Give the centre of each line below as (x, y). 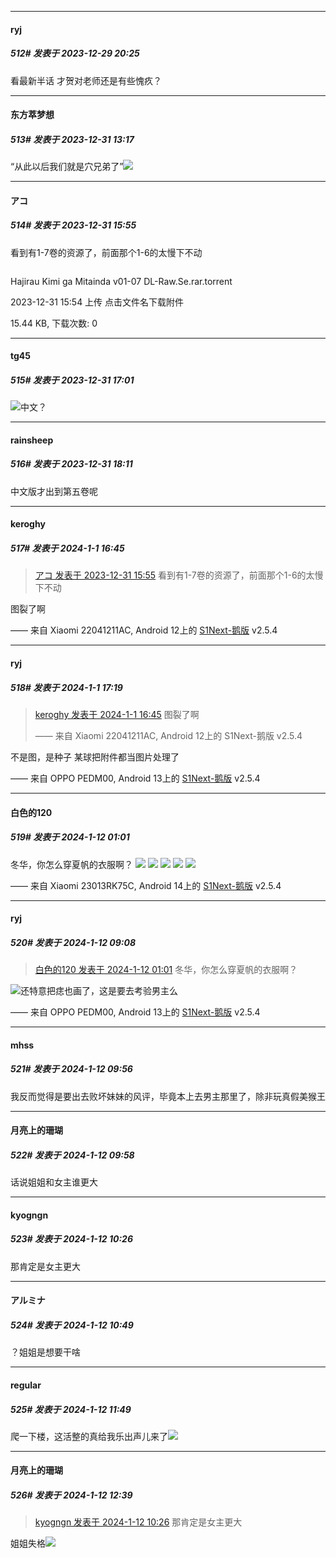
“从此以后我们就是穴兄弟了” (67, 167)
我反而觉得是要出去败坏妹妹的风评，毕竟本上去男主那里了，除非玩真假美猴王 (168, 1096)
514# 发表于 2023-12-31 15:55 (73, 225)
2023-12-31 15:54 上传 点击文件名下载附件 (97, 302)
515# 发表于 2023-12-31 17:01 (72, 380)
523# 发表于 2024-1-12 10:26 (71, 1239)
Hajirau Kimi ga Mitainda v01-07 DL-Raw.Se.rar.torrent (121, 281)
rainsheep (32, 440)
